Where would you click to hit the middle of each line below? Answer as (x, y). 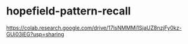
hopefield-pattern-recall (68, 11)
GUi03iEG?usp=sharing (35, 34)
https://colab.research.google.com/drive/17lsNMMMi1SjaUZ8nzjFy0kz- (94, 28)
